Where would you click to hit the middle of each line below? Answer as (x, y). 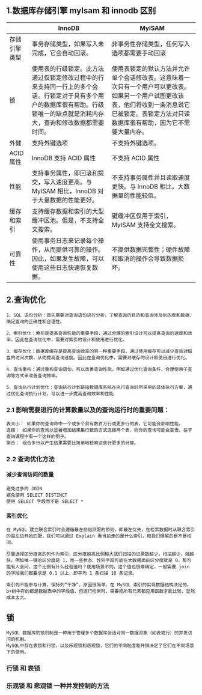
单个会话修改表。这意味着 (148, 77)
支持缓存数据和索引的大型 (68, 211)
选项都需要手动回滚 (139, 53)
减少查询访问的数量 (30, 475)
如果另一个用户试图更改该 (148, 96)
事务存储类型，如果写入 (65, 44)
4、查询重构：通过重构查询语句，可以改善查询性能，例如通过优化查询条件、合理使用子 (97, 369)
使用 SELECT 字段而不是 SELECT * (45, 502)
